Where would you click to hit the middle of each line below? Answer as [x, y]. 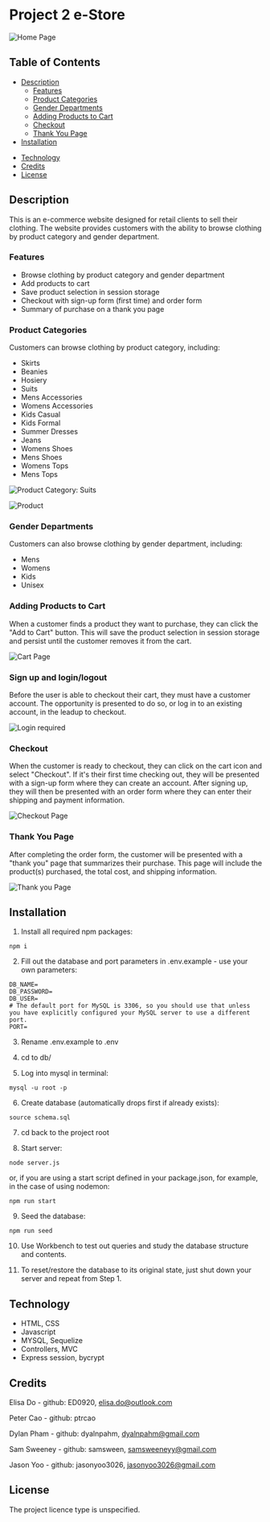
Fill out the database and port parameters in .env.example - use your [134, 961]
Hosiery [34, 380]
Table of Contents [55, 62]
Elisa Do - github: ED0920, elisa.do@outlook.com [91, 1403]
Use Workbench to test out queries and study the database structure [135, 1246]
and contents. [43, 1255]
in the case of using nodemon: [59, 1187]
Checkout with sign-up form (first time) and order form [111, 301]
